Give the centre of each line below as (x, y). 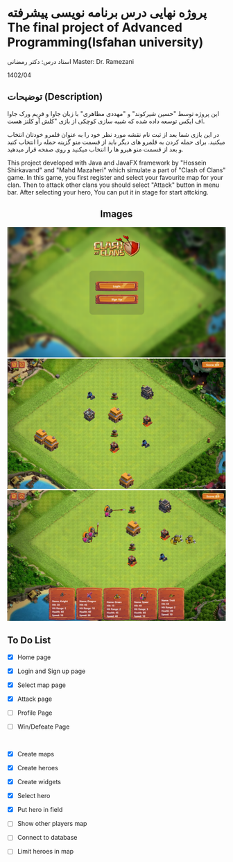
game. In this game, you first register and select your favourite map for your (115, 177)
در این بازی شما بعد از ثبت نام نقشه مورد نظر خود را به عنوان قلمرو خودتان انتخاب (113, 134)
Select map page (41, 685)
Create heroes (38, 768)
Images (116, 214)
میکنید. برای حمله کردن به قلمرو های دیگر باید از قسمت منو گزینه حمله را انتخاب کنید (116, 142)
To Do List (29, 640)
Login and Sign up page (51, 671)
